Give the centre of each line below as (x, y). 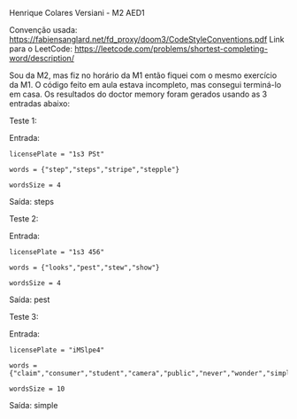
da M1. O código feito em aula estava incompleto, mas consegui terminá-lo (145, 85)
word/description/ (42, 58)
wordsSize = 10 (37, 389)
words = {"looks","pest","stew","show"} (85, 268)
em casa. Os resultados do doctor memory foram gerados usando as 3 (138, 94)
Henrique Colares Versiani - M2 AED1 (77, 13)
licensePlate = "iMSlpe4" (57, 350)
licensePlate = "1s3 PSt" (57, 154)
